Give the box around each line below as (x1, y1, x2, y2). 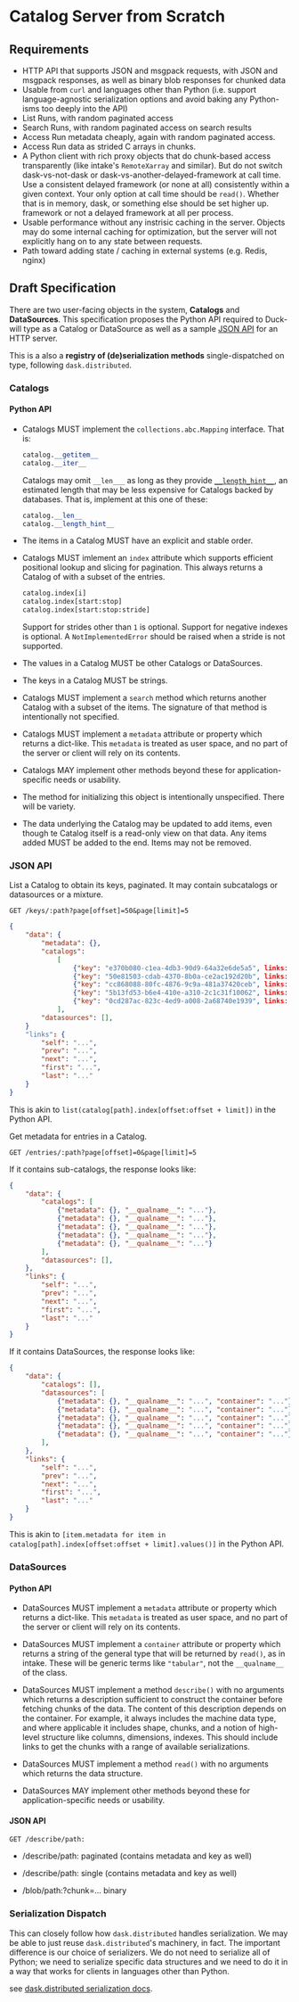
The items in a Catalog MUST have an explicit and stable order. (21, 535, 254, 546)
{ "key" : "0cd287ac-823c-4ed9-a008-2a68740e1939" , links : (72, 997, 289, 1006)
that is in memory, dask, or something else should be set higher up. (21, 198, 270, 209)
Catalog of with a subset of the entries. (21, 572, 166, 582)
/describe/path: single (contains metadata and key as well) (21, 1868, 238, 1879)
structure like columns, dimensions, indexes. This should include (41, 1732, 279, 1742)
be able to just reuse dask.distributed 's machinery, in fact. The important (9, 1937, 280, 1948)
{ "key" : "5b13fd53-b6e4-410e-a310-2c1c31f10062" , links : (72, 988, 289, 998)
